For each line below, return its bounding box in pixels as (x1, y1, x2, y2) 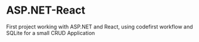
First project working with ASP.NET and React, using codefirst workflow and (6, 23, 194, 30)
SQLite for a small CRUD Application (6, 29, 95, 36)
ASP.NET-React (6, 4, 86, 17)
